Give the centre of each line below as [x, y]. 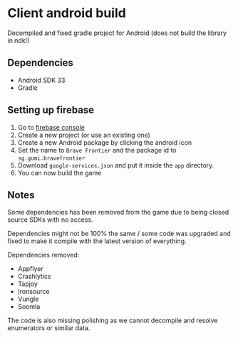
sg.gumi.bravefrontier [51, 158]
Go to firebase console [51, 127]
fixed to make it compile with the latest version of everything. [97, 241]
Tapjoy [27, 284]
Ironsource [33, 292]
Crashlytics [34, 277]
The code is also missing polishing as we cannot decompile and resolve [113, 321]
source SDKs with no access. [51, 220]
